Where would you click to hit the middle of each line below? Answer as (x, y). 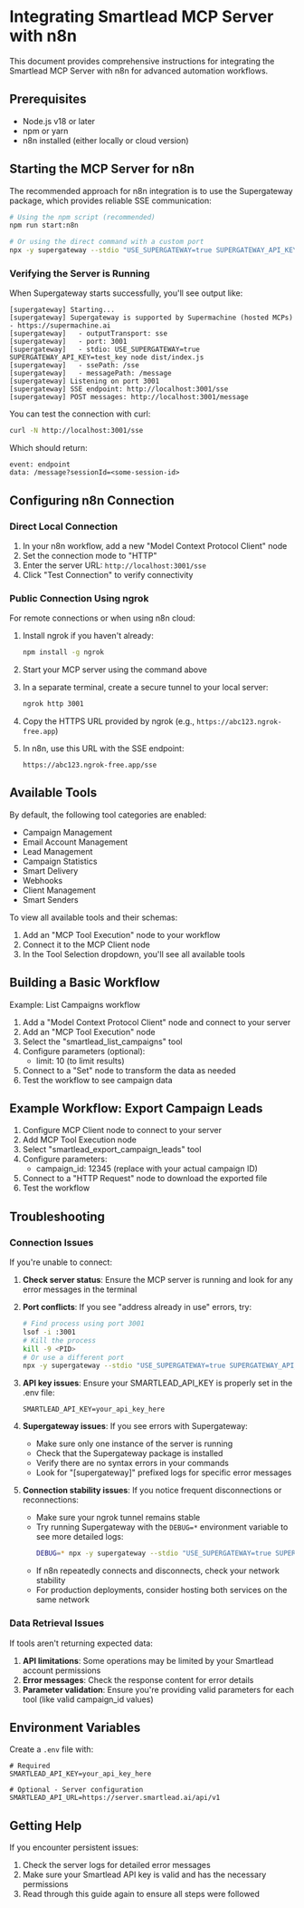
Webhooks (43, 880)
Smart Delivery (50, 871)
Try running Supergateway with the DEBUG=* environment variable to (162, 1527)
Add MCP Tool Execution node (80, 1140)
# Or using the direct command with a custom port (107, 242)
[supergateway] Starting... (62, 310)
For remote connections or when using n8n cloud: (103, 618)
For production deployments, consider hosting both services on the (161, 1590)
